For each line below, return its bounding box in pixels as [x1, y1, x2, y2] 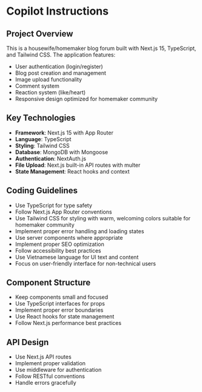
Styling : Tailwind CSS [15, 142, 70, 149]
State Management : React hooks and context [15, 167, 130, 175]
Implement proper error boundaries [15, 306, 104, 314]
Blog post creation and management [15, 69, 106, 77]
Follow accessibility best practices [15, 247, 101, 254]
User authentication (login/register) [15, 63, 103, 70]
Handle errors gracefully [15, 379, 77, 387]
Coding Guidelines [6, 186, 78, 196]
